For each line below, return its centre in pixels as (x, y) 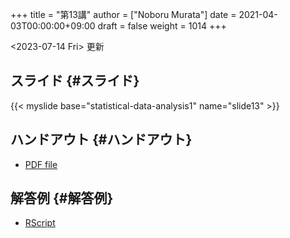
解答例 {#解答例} (62, 198)
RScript (40, 223)
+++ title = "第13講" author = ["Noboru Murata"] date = (123, 14)
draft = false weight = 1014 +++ (162, 26)
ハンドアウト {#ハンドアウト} (101, 139)
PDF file (41, 164)
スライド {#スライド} (75, 81)
